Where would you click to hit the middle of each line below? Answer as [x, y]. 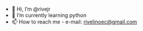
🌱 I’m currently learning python [49, 15]
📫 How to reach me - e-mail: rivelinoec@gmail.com [74, 22]
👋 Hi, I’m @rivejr [31, 9]
